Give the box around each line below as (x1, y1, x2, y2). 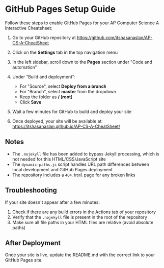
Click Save (19, 99, 42, 105)
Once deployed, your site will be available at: (12, 118, 103, 124)
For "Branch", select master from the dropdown (19, 88, 116, 94)
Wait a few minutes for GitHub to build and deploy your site (12, 109, 132, 115)
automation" (12, 64, 38, 70)
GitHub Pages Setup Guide (5, 3, 116, 15)
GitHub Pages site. (5, 257, 43, 263)
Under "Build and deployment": (12, 74, 76, 79)
